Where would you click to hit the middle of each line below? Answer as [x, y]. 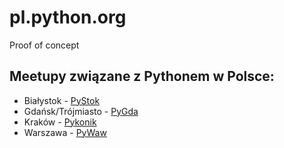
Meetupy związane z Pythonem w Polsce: [142, 76]
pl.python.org [68, 17]
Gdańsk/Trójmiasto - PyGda [81, 111]
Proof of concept [44, 45]
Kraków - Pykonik [60, 122]
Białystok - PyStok [62, 100]
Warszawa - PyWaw [65, 132]
